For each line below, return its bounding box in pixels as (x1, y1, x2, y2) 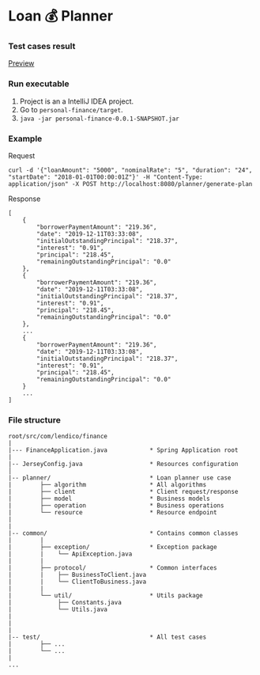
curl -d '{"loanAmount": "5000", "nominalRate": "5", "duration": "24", (8, 166, 253, 175)
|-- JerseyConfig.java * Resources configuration (8, 461, 239, 468)
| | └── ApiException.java (8, 550, 133, 559)
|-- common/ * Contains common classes (8, 529, 239, 537)
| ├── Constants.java (8, 599, 122, 607)
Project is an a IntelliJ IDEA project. (19, 97, 134, 106)
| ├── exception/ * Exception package (8, 544, 217, 552)
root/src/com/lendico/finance (8, 433, 108, 441)
